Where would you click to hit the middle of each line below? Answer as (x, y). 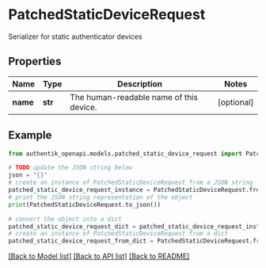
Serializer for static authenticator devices (75, 36)
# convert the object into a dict (65, 219)
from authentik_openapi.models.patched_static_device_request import (125, 153)
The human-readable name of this (134, 97)
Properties (35, 61)
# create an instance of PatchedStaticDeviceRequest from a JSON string (131, 183)
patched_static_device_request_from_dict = (81, 241)
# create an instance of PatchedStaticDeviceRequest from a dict (118, 234)
